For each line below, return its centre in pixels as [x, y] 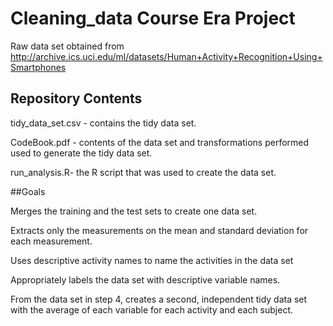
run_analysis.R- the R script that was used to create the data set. [143, 172]
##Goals [28, 191]
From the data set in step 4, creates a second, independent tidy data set [159, 299]
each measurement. [51, 241]
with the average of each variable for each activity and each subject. [152, 309]
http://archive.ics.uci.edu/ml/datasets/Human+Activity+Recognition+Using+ [166, 56]
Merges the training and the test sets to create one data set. [134, 211]
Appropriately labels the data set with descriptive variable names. [145, 279]
